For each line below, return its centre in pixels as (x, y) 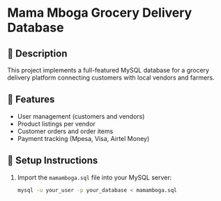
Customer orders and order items (65, 131)
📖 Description (37, 53)
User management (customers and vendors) (81, 116)
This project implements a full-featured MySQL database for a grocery (108, 70)
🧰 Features (31, 99)
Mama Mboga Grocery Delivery (100, 13)
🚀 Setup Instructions (53, 161)
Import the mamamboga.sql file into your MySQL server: (94, 177)
